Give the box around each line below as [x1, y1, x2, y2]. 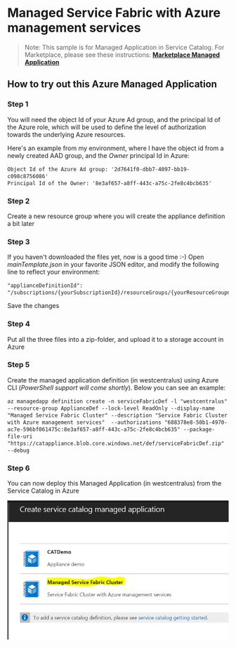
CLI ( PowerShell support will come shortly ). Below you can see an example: [7, 383, 226, 392]
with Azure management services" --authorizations [7, 419, 162, 426]
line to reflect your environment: [7, 268, 100, 276]
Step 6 [7, 463, 30, 473]
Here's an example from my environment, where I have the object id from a [7, 144, 224, 152]
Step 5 [7, 360, 30, 370]
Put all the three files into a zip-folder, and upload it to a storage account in [7, 335, 224, 343]
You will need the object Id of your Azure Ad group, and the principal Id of [7, 115, 221, 124]
